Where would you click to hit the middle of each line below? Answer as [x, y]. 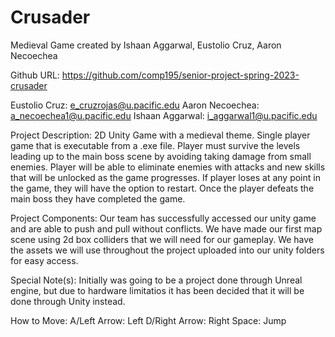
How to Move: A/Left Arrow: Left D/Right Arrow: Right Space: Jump [148, 320]
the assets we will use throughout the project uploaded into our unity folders [167, 250]
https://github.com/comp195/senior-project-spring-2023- [180, 75]
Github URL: [35, 75]
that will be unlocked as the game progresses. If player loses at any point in [165, 177]
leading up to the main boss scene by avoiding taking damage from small [161, 156]
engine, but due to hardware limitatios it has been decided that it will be [157, 290]
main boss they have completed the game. [98, 198]
